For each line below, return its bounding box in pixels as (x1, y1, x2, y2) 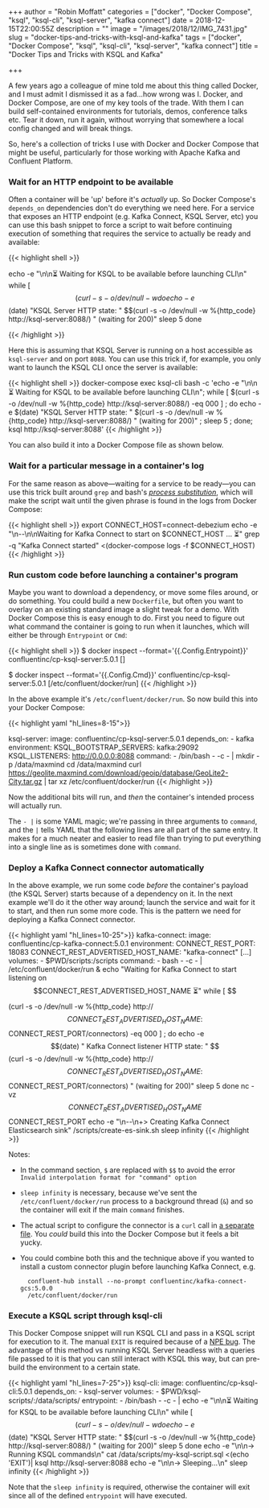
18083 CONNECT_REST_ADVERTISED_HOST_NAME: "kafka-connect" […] (8, 948, 252, 957)
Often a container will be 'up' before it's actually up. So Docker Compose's (8, 195, 256, 205)
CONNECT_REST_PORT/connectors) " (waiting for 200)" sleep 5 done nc (8, 1080, 250, 1090)
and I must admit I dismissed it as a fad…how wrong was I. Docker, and (8, 89, 243, 99)
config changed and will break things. (8, 124, 133, 133)
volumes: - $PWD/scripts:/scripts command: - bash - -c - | (8, 956, 203, 965)
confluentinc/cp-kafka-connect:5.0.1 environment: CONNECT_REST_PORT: (8, 939, 256, 948)
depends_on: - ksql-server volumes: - (34, 1386, 159, 1396)
